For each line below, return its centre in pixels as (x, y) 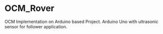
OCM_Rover (30, 8)
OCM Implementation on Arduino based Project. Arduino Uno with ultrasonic (81, 22)
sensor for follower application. (36, 26)
